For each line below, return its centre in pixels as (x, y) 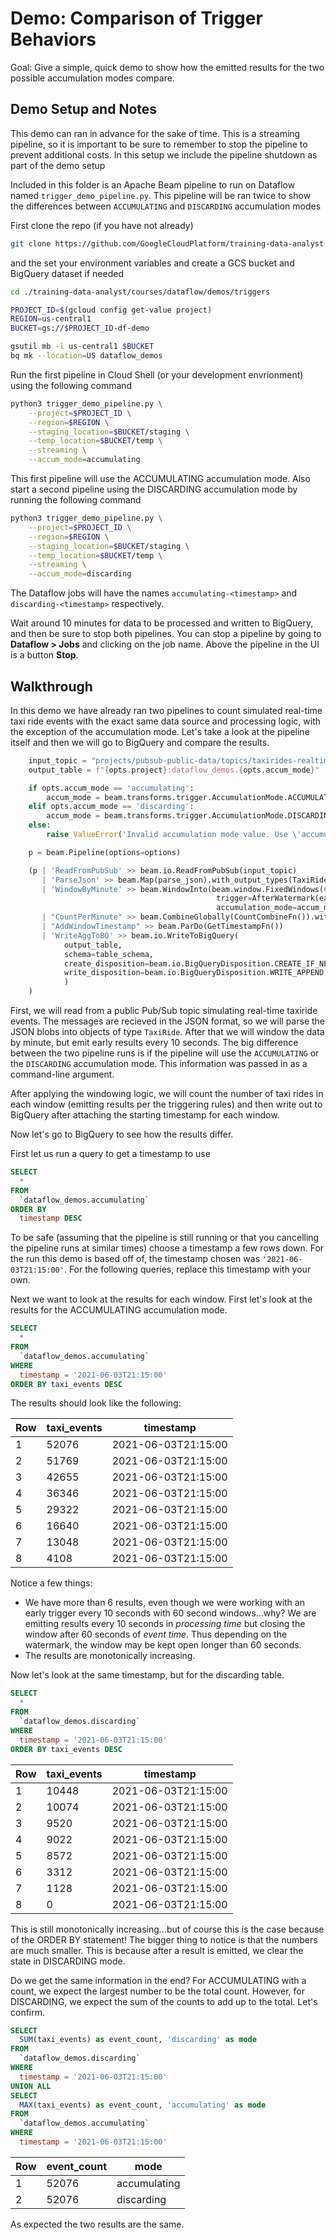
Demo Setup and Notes (84, 109)
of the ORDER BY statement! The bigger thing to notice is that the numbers (164, 1939)
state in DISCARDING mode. (68, 1961)
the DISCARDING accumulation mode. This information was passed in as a (159, 1064)
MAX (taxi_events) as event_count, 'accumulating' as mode (143, 2105)
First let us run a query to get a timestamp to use (110, 1154)
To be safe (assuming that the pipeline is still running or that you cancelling (165, 1238)
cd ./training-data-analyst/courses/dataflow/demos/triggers (140, 292)
